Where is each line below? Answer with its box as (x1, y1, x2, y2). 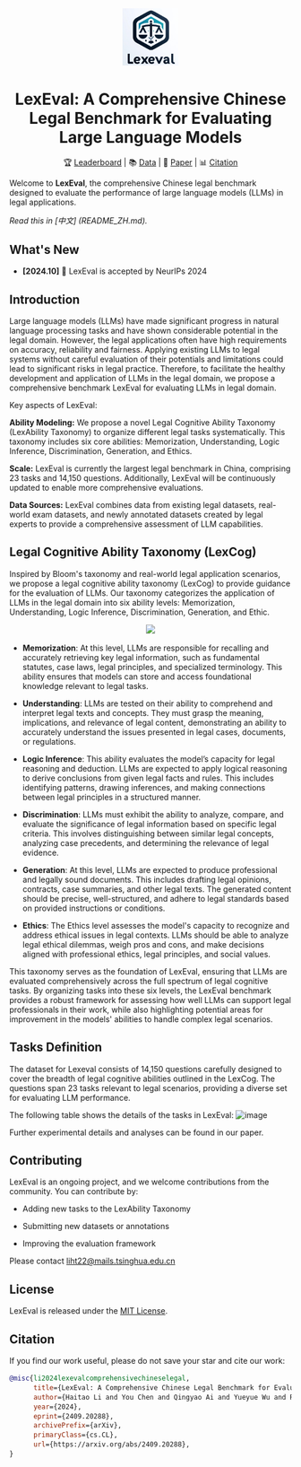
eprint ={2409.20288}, (32, 1411, 115, 1420)
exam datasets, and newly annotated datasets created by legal (31, 510, 263, 520)
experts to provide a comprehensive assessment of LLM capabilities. (9, 519, 263, 529)
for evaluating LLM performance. (9, 1092, 132, 1103)
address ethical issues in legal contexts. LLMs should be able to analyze (21, 930, 289, 940)
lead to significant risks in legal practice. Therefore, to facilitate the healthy (9, 363, 286, 374)
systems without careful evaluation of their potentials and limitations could (9, 354, 284, 365)
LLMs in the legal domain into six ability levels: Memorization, (9, 597, 236, 607)
